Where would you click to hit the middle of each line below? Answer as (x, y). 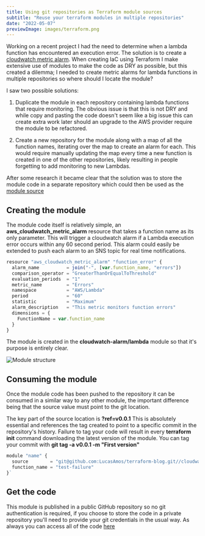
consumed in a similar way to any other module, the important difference (98, 400)
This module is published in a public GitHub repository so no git (86, 507)
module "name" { (27, 456)
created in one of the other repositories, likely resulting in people (96, 160)
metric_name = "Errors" (53, 284)
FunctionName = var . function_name (61, 319)
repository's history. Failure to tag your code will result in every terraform (99, 432)
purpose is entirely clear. (38, 348)
